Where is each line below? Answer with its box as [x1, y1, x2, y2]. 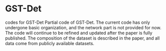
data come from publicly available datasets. [5, 40, 94, 46]
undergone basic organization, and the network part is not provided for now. [5, 24, 162, 30]
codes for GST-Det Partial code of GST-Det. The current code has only [5, 19, 150, 25]
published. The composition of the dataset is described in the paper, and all [5, 35, 160, 41]
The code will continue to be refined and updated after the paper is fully [5, 30, 153, 36]
